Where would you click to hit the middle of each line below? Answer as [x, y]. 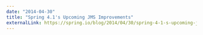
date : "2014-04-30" [31, 12]
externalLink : [24, 23]
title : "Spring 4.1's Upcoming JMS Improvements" [70, 17]
